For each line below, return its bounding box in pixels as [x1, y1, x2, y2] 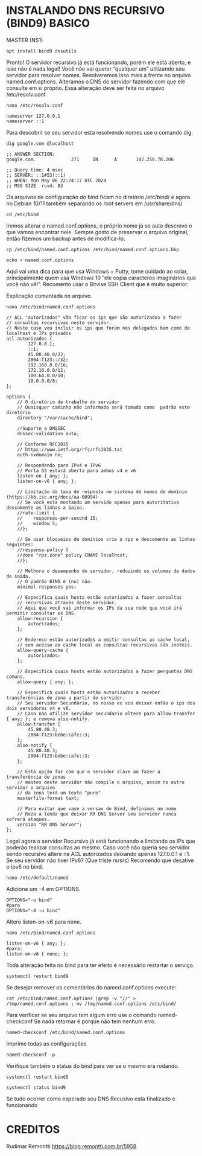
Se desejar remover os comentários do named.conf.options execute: [6, 983, 177, 991]
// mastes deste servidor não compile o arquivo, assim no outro [17, 779, 185, 785]
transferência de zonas [6, 774, 66, 780]
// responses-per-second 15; [17, 515, 98, 521]
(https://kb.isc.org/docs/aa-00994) [6, 494, 98, 500]
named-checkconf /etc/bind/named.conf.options [6, 1029, 125, 1035]
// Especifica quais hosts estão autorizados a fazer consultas [17, 594, 182, 601]
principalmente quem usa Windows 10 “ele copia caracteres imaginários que [6, 274, 197, 281]
